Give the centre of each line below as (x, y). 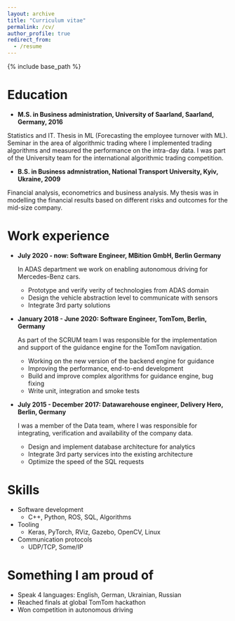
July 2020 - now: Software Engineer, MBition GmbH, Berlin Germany (119, 255)
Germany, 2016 (40, 122)
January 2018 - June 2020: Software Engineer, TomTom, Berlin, (112, 319)
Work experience (59, 236)
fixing (36, 383)
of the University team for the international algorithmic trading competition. (115, 158)
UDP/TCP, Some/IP (55, 546)
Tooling (28, 524)
